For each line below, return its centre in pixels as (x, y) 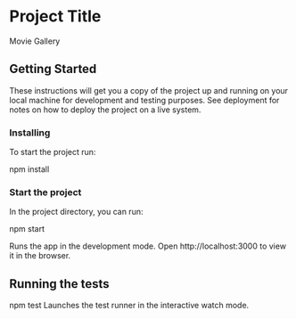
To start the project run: (53, 152)
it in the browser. (40, 256)
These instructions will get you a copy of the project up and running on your (148, 90)
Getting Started (53, 69)
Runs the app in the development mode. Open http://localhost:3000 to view (148, 246)
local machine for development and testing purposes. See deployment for (144, 100)
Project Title (55, 16)
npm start (27, 229)
